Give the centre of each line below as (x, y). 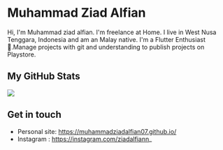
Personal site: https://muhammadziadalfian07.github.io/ (97, 131)
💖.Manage (22, 47)
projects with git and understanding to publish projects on (121, 47)
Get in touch (34, 115)
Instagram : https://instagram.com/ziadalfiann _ (85, 139)
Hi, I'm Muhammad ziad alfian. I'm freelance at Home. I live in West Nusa (112, 32)
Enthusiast (190, 39)
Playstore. (22, 54)
